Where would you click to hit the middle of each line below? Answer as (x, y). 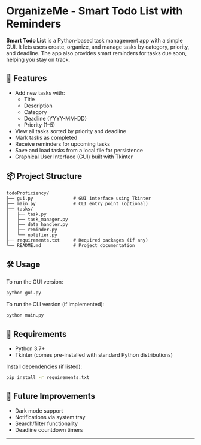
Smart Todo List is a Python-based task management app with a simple (95, 40)
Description (38, 106)
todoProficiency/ (28, 193)
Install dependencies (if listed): (44, 366)
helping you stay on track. (38, 59)
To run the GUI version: (35, 282)
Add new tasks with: (40, 93)
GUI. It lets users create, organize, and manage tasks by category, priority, (98, 47)
